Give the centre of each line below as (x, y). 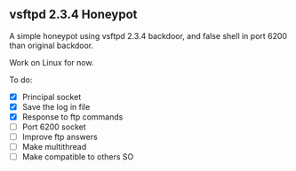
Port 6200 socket (54, 127)
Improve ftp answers (60, 137)
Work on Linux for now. (52, 62)
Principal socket (52, 97)
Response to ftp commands (72, 117)
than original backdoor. (52, 45)
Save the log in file (56, 106)
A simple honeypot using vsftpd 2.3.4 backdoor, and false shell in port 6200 (148, 35)
